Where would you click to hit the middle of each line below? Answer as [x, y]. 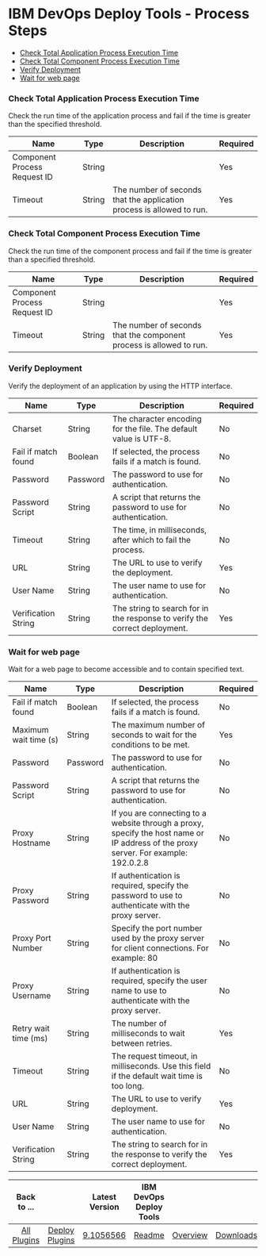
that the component [149, 335]
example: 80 [135, 958]
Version [104, 1207]
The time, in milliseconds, [160, 530]
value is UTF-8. [142, 439]
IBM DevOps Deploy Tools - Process [129, 14]
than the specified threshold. [55, 125]
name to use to [139, 991]
